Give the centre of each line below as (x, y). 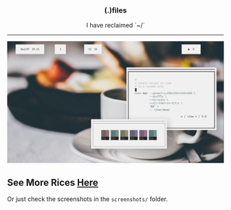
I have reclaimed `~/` (115, 25)
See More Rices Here (53, 182)
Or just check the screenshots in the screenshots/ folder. (88, 199)
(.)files (115, 10)
